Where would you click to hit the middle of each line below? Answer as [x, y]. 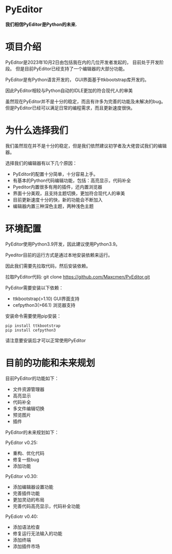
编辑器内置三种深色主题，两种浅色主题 [53, 206]
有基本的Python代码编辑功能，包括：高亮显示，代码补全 [72, 180]
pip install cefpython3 [31, 330]
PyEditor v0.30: [21, 476]
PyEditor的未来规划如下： [32, 432]
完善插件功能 [26, 493]
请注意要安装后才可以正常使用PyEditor [46, 340]
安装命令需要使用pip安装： [33, 316]
